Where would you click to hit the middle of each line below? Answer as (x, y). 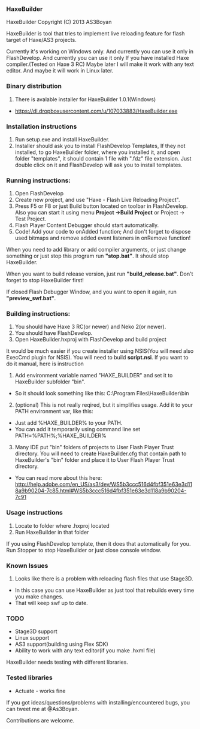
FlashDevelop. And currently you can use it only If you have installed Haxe (98, 58)
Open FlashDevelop (39, 193)
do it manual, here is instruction (45, 364)
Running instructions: (38, 180)
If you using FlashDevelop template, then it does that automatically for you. (99, 543)
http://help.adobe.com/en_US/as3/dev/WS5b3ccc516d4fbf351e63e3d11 (104, 485)
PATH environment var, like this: (54, 412)
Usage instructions (34, 513)
